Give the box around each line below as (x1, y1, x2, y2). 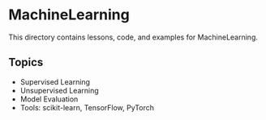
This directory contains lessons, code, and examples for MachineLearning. (8, 32, 258, 42)
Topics (8, 56, 44, 69)
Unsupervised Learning (19, 85, 99, 95)
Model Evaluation (19, 94, 79, 104)
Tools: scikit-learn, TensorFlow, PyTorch (19, 102, 154, 112)
